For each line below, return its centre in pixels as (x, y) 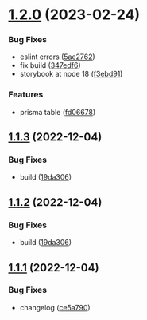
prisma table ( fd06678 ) (58, 112)
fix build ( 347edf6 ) (50, 65)
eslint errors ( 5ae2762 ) (57, 57)
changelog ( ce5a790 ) (55, 307)
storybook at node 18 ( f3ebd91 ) (71, 74)
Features (26, 95)
